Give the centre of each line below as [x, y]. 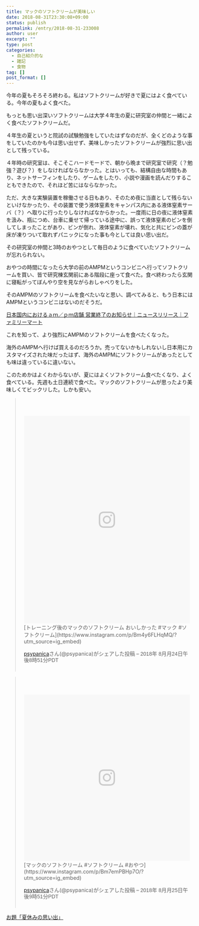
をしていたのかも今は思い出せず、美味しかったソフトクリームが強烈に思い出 [99, 143]
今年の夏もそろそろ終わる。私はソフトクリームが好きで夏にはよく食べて [94, 95]
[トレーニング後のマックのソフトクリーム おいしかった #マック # [103, 628]
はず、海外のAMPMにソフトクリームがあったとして [130, 355]
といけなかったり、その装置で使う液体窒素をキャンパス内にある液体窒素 [94, 205]
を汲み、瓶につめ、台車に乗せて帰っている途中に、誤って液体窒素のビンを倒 [99, 220]
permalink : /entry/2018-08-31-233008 [53, 28]
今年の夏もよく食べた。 [45, 103]
